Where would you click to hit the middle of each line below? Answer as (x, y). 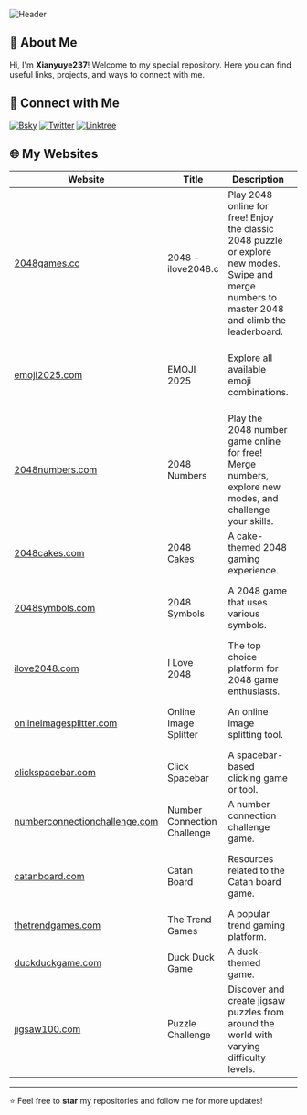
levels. (242, 1069)
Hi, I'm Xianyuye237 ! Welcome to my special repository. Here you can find (151, 65)
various (244, 614)
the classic (251, 229)
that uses (248, 603)
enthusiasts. (254, 691)
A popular (249, 914)
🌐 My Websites (54, 154)
